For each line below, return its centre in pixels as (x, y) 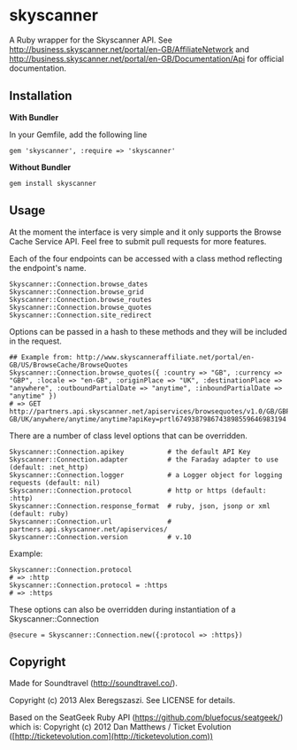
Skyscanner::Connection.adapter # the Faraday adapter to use (144, 460)
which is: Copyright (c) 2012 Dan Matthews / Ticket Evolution (120, 727)
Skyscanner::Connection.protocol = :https (88, 585)
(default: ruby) (39, 514)
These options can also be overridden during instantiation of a (122, 609)
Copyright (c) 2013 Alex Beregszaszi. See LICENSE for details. (122, 700)
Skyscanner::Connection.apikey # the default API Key (130, 452)
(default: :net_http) (49, 467)
